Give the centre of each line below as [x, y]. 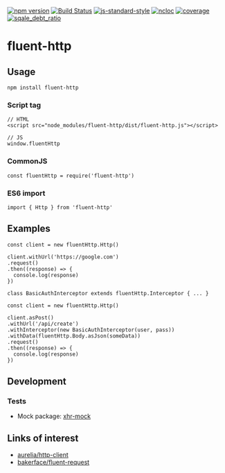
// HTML [18, 119]
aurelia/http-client [43, 455]
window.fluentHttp [34, 144]
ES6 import [26, 193]
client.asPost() [30, 317]
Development [37, 382]
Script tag [24, 105]
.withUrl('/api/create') [43, 324]
